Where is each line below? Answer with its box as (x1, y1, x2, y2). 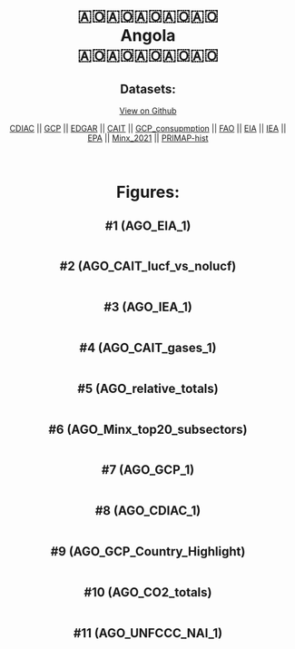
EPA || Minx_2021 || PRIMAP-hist (87, 133, 209, 143)
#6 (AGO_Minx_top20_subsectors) (48, 421, 248, 437)
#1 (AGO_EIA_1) (104, 218, 192, 233)
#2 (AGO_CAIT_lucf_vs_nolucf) (59, 259, 237, 274)
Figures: (116, 182, 180, 202)
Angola (120, 25, 176, 46)
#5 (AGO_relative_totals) (76, 380, 220, 396)
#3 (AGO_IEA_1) (103, 300, 192, 315)
